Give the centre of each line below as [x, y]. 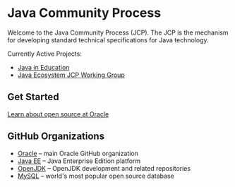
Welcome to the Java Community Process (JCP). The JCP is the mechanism [118, 32]
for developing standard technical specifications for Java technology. [108, 40]
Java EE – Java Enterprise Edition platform [79, 161]
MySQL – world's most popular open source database [96, 176]
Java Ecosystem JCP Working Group [71, 75]
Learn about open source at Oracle [58, 114]
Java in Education [43, 67]
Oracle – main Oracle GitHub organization [78, 153]
